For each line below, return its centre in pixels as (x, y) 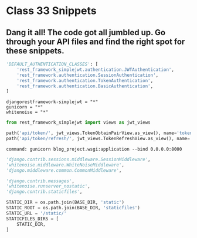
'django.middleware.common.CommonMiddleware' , (64, 170)
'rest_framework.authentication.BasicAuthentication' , (85, 86)
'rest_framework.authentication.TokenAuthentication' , (85, 80)
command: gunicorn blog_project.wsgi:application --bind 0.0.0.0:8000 (94, 149)
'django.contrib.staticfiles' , (44, 192)
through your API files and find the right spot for (96, 41)
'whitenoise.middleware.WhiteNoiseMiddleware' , (65, 165)
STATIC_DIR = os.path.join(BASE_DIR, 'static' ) (65, 203)
